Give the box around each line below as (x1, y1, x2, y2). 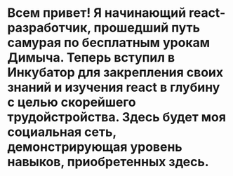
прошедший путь (93, 20, 200, 36)
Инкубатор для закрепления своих (7, 65, 224, 81)
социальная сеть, (7, 124, 117, 140)
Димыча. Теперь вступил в (7, 50, 175, 66)
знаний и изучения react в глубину (7, 79, 220, 95)
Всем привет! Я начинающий (7, 5, 187, 21)
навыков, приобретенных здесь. (7, 154, 209, 170)
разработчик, (7, 20, 91, 36)
